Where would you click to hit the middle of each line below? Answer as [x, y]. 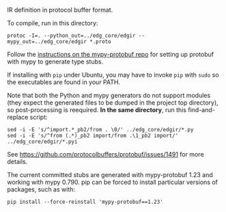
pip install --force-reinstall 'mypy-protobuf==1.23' [85, 202]
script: [39, 117]
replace [18, 117]
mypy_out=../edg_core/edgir [47, 42]
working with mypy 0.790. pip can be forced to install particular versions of [113, 182]
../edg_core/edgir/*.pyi [42, 142]
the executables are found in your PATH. [64, 82]
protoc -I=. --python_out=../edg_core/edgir [71, 36]
